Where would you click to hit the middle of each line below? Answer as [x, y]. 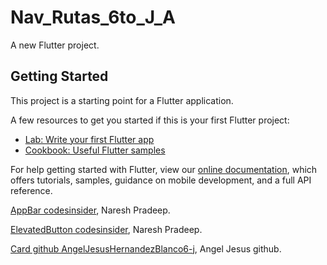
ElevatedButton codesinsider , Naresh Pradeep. [106, 229]
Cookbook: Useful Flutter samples [95, 150]
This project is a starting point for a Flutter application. [122, 100]
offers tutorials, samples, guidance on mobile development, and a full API [161, 180]
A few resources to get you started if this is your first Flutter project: [150, 120]
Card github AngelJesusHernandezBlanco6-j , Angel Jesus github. [146, 248]
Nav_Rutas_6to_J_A [93, 17]
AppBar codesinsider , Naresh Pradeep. [90, 210]
